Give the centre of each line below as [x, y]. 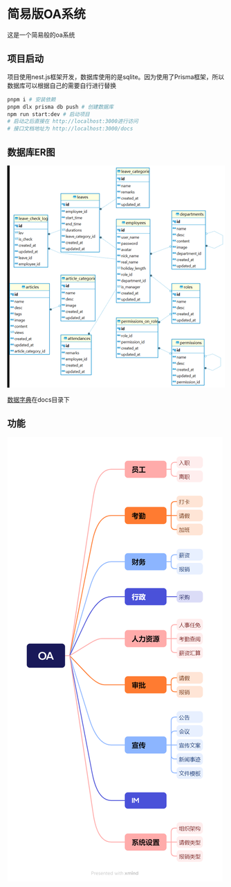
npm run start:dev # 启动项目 [48, 114]
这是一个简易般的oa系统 [41, 35]
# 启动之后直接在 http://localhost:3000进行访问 [73, 121]
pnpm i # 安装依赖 [32, 99]
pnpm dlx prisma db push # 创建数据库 [61, 107]
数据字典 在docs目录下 [39, 399]
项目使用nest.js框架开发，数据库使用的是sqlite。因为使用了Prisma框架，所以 [116, 76]
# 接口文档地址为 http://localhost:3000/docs [70, 129]
